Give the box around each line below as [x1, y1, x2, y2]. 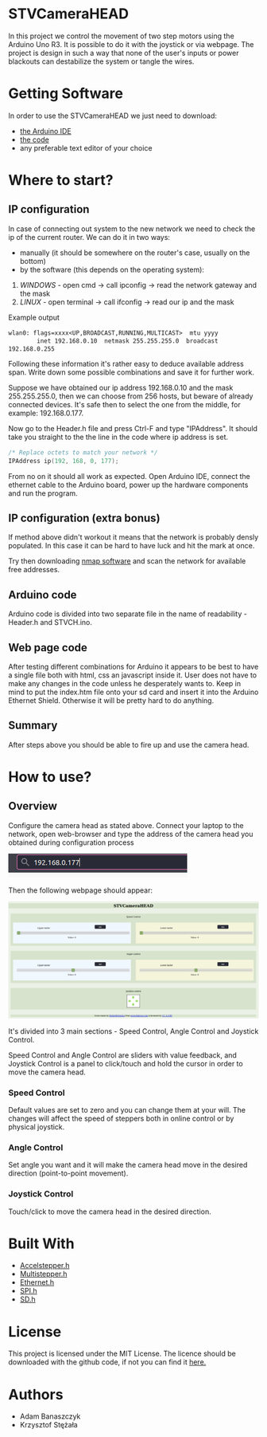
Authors [8, 1385, 64, 1404]
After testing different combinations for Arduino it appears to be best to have [8, 662, 259, 672]
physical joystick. [8, 1121, 65, 1132]
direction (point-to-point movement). [8, 1168, 129, 1178]
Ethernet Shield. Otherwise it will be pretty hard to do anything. [8, 696, 215, 705]
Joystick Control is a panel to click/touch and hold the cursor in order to [8, 1058, 244, 1068]
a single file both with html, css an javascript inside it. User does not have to [8, 670, 257, 680]
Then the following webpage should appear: [8, 885, 153, 895]
